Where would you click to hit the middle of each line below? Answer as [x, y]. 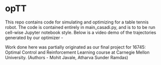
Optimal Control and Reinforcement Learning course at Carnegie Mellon [77, 52]
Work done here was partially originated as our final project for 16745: [75, 47]
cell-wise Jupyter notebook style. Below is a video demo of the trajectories [81, 32]
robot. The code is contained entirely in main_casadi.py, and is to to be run [80, 27]
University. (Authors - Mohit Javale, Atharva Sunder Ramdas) [67, 57]
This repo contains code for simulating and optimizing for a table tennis [77, 22]
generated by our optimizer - [34, 38]
